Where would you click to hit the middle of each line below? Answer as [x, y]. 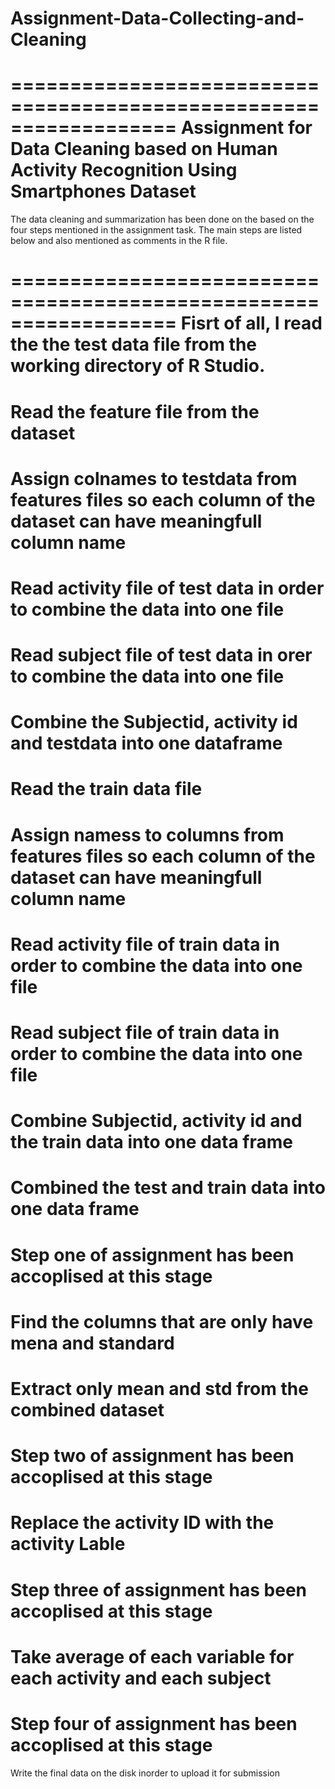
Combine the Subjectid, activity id [154, 722]
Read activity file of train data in [145, 944]
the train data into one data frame [151, 1142]
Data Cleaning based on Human [144, 149]
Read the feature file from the [135, 411]
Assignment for [246, 128]
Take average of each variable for [152, 1656]
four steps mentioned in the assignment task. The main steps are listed [156, 230]
